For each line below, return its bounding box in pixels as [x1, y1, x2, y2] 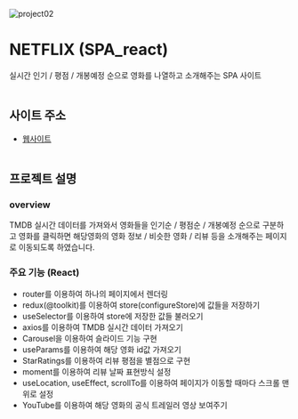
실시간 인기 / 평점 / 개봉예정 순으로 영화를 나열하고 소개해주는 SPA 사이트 [9, 69, 262, 80]
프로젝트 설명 [9, 172, 77, 187]
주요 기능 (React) [9, 267, 80, 279]
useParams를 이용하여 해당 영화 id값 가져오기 [21, 343, 182, 355]
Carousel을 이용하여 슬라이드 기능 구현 [21, 333, 157, 343]
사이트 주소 [9, 108, 67, 124]
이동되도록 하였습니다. [18, 242, 95, 253]
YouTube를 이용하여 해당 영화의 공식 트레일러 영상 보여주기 [21, 399, 229, 410]
